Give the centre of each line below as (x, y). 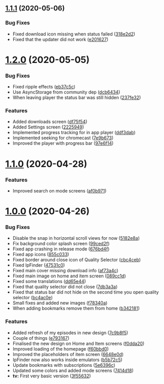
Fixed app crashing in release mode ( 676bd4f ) (61, 249)
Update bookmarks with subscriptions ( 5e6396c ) (64, 365)
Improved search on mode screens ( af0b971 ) (59, 190)
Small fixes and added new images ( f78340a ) (60, 303)
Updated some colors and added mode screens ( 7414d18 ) (73, 370)
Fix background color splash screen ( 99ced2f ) (61, 244)
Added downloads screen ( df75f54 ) (50, 122)
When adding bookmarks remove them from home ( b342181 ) (76, 308)
